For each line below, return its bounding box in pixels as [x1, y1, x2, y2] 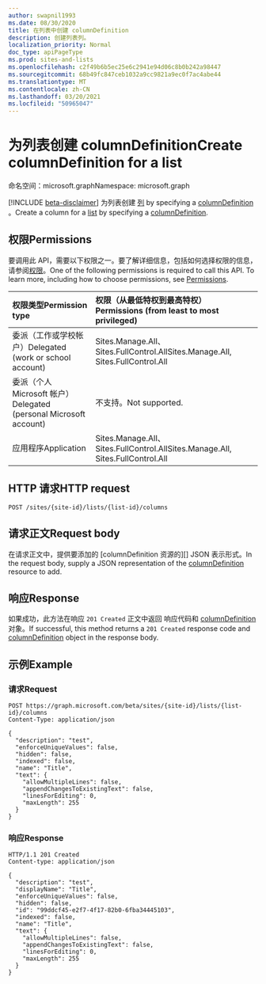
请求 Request [8, 683, 58, 694]
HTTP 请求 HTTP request [8, 482, 131, 496]
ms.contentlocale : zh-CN [8, 85, 90, 93]
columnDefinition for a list [8, 154, 183, 172]
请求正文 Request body [8, 527, 120, 541]
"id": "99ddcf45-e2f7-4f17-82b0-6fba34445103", [15, 906, 176, 914]
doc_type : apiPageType [8, 48, 83, 56]
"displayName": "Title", [15, 886, 97, 894]
